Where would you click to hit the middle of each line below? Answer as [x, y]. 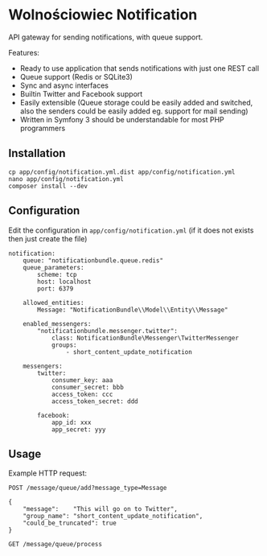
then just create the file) [48, 238]
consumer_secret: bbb [88, 387]
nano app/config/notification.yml [66, 179]
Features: [24, 52]
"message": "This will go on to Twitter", [101, 509]
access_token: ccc [82, 394]
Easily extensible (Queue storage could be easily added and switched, [136, 102]
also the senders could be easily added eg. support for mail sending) [134, 111]
